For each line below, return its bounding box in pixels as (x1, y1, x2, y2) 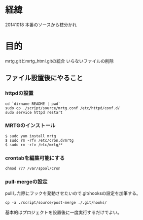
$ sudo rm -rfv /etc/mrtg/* (5, 142, 63, 147)
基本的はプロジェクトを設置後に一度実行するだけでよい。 (5, 210, 122, 216)
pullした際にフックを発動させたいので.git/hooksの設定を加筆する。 (5, 190, 141, 196)
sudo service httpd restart (5, 110, 63, 115)
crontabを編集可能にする (5, 155, 65, 161)
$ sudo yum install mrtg (5, 133, 56, 138)
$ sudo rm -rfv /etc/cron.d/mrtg (5, 138, 74, 143)
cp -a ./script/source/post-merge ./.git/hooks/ (5, 200, 107, 205)
